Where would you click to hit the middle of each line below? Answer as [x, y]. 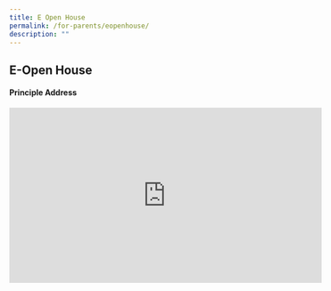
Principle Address [43, 93]
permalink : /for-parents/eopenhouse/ [79, 26]
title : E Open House [48, 17]
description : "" [39, 34]
